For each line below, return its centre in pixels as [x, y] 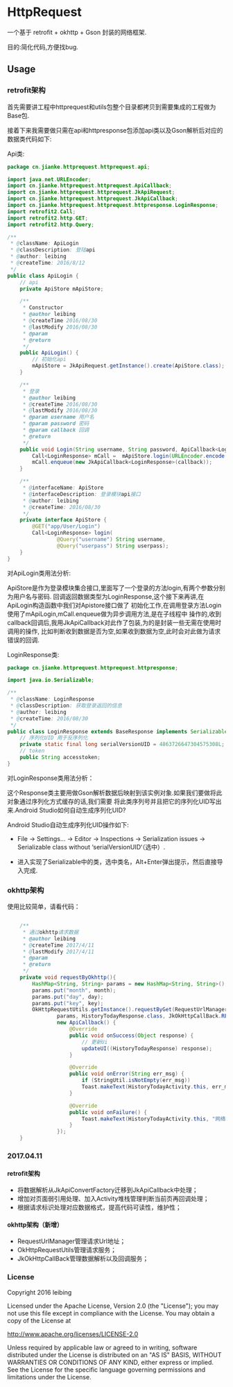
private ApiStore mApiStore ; [62, 289]
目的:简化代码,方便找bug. [43, 47]
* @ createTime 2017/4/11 [59, 945]
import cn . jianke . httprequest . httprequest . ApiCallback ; [89, 186]
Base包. [18, 115]
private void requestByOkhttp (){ [68, 978]
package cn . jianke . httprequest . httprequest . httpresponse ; [93, 667]
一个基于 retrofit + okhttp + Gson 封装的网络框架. [77, 32]
